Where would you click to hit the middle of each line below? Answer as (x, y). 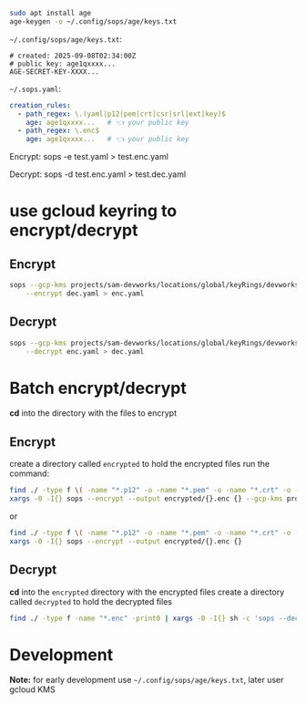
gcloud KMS (33, 689)
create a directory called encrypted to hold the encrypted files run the (140, 464)
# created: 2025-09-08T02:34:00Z (73, 56)
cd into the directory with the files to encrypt (93, 413)
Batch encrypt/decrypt (98, 388)
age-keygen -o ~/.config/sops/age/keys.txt (93, 21)
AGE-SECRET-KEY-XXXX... (55, 72)
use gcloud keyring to (93, 211)
